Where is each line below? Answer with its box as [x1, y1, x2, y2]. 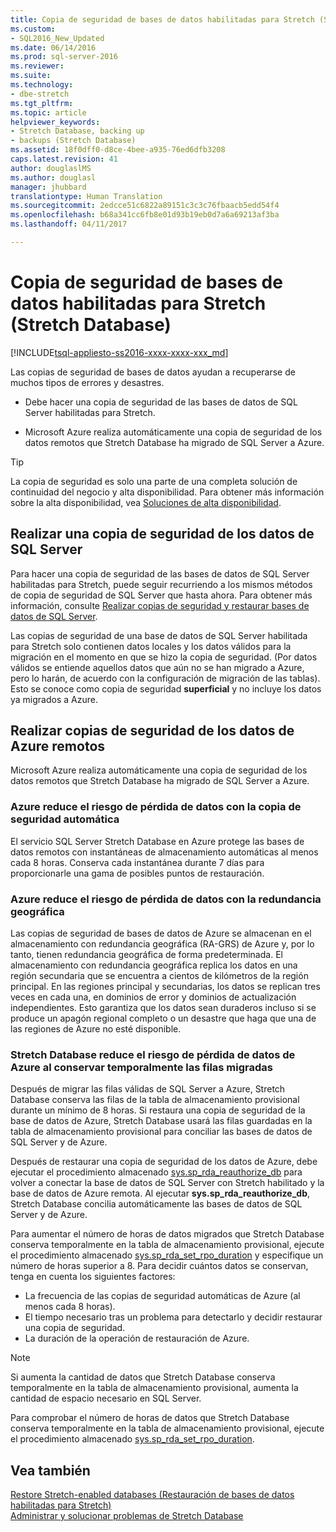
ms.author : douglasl [10, 172, 97, 183]
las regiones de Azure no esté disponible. [10, 1023, 182, 1035]
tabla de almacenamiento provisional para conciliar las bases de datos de [10, 1126, 313, 1138]
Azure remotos [10, 738, 106, 755]
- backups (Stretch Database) [10, 136, 137, 146]
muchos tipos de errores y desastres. [10, 376, 165, 388]
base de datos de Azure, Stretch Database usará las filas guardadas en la [10, 1115, 313, 1127]
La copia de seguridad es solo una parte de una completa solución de [10, 475, 298, 487]
